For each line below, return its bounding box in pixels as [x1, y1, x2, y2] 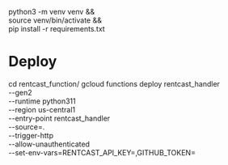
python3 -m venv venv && [8, 7, 95, 16]
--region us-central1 [8, 104, 75, 114]
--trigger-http [8, 130, 54, 140]
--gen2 [8, 87, 32, 97]
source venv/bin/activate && [8, 15, 103, 25]
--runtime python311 [8, 96, 76, 106]
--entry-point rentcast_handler [8, 113, 111, 123]
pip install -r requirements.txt [8, 24, 105, 33]
